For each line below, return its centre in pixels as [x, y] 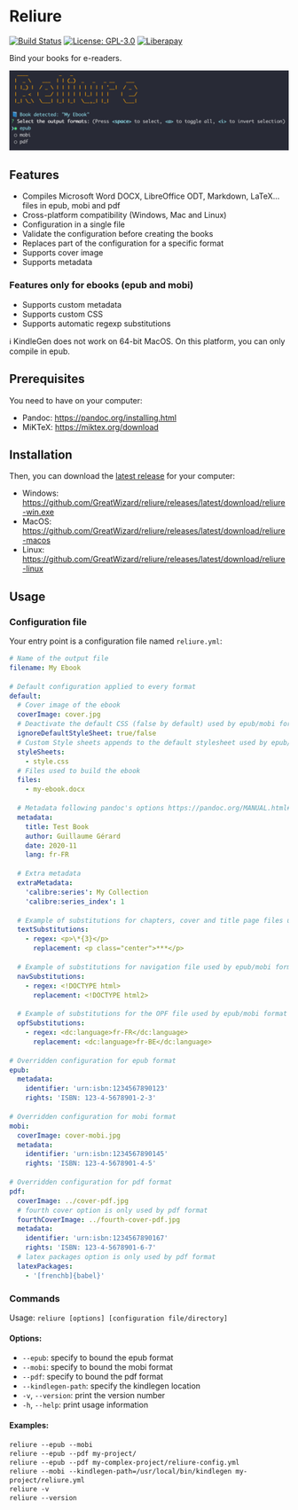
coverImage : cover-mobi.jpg [69, 1135]
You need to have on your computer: [76, 400]
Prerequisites [47, 379]
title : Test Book [57, 826]
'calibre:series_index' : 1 [75, 902]
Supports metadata [57, 262]
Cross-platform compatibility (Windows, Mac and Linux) [124, 215]
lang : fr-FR [47, 855]
